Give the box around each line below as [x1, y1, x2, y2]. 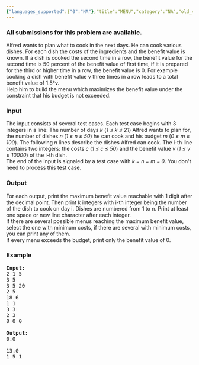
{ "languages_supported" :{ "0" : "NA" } [6, 8, 94, 15]
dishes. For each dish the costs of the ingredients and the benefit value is [6, 48, 185, 55]
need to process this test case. [6, 164, 82, 172]
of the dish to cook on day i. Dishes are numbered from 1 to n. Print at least [6, 205, 189, 212]
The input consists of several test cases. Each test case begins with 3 [6, 120, 176, 127]
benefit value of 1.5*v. [6, 79, 60, 86]
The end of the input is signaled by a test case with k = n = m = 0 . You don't [6, 158, 191, 165]
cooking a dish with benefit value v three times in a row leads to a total [6, 73, 178, 80]
